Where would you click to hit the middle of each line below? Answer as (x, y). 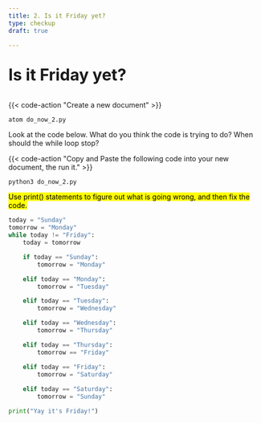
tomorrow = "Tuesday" (73, 287)
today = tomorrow (52, 242)
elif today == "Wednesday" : (69, 323)
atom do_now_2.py (37, 120)
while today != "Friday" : (51, 235)
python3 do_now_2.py (43, 182)
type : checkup (32, 23)
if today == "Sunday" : (61, 257)
